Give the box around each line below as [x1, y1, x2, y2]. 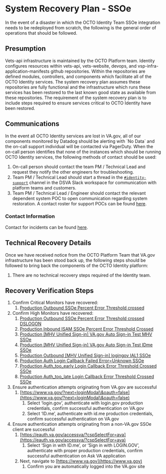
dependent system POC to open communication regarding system [12, 195, 148, 201]
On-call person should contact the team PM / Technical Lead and [12, 164, 146, 170]
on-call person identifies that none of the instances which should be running [5, 149, 161, 155]
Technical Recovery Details [5, 239, 92, 247]
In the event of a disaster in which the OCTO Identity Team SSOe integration [5, 19, 161, 25]
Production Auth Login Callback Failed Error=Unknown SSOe [19, 358, 145, 364]
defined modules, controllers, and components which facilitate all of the [5, 73, 152, 80]
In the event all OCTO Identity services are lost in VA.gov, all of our [5, 133, 141, 139]
